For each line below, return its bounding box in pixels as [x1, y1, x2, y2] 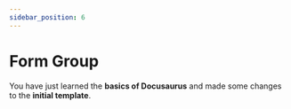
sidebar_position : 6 [9, 12, 86, 22]
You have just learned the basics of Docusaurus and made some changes [9, 81, 282, 91]
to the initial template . [9, 90, 92, 100]
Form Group [9, 51, 100, 71]
